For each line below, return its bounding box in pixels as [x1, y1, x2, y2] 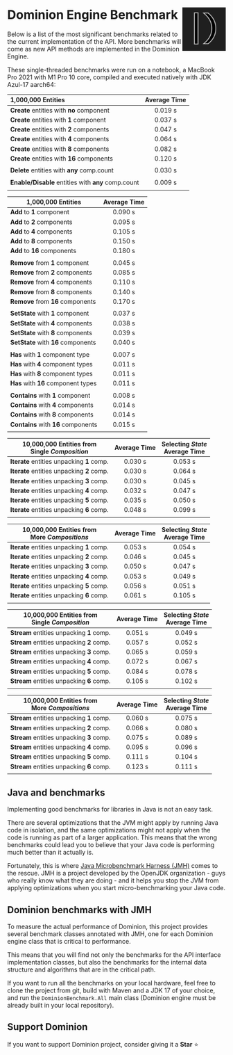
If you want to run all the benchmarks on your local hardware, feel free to [7, 979, 216, 988]
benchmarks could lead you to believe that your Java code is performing [7, 841, 215, 849]
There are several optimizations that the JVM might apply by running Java [7, 819, 218, 827]
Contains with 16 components [10, 420, 98, 428]
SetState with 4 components [10, 319, 92, 327]
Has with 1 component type [10, 350, 90, 358]
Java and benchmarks [7, 787, 105, 798]
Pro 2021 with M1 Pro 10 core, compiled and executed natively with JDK [7, 73, 212, 81]
